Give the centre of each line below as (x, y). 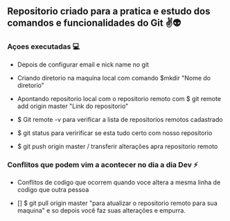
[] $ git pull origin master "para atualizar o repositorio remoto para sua (117, 203)
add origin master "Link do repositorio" (73, 106)
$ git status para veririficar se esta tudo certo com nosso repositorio (115, 133)
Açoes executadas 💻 (44, 46)
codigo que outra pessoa (53, 189)
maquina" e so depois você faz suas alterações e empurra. (101, 210)
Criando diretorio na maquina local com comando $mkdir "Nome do (114, 78)
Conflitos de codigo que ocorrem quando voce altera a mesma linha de (119, 182)
